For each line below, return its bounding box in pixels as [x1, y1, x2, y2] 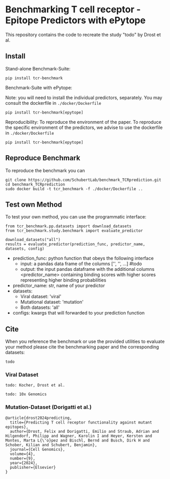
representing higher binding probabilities [20, 277, 107, 283]
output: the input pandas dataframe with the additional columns [20, 266, 155, 272]
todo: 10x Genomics [5, 392, 47, 397]
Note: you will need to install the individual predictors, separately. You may [5, 94, 162, 101]
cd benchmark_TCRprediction [5, 181, 66, 187]
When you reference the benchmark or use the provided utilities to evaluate [5, 338, 165, 345]
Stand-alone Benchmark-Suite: [5, 65, 71, 71]
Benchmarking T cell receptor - [5, 4, 141, 15]
